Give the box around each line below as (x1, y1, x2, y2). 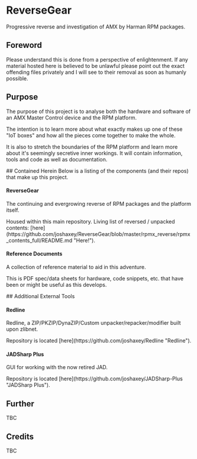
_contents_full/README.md (6, 237, 73, 244)
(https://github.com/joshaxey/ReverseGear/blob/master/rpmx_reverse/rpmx (6, 230, 190, 237)
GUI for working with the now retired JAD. (6, 364, 108, 371)
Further (6, 399, 34, 409)
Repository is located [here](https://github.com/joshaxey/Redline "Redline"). (6, 337, 192, 344)
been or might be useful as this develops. (6, 281, 107, 288)
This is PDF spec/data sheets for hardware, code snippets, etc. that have (6, 274, 184, 282)
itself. (6, 206, 20, 214)
